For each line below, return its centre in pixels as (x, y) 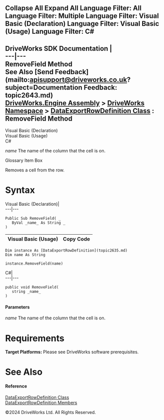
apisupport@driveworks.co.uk (78, 79)
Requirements (35, 338)
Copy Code (77, 239)
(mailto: (17, 79)
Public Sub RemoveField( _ (33, 219)
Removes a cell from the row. (35, 170)
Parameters (17, 307)
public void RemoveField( (32, 287)
